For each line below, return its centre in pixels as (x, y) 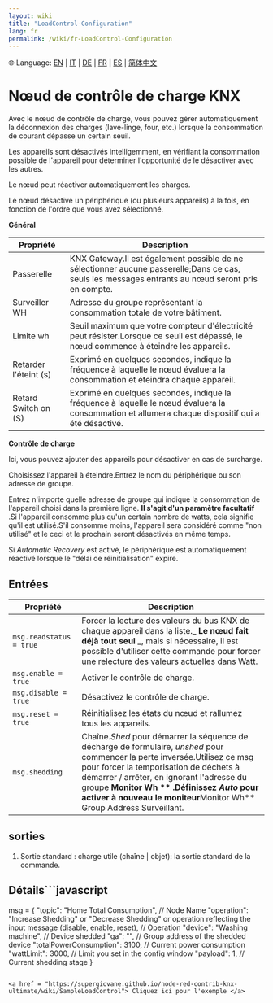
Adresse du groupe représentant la (136, 303)
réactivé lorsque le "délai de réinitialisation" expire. (93, 559)
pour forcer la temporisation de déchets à (160, 767)
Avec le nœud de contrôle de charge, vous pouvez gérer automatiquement (133, 119)
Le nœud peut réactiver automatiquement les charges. (100, 185)
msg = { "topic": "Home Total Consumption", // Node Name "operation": (129, 910)
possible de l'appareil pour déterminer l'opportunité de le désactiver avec (131, 160)
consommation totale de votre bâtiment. (145, 312)
